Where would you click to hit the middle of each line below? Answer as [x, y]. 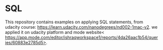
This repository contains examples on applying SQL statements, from [74, 22]
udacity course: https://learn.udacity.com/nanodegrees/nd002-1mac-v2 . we [81, 27]
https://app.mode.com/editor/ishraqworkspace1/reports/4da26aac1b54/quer [81, 37]
